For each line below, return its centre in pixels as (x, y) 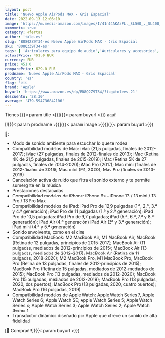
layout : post (18, 10)
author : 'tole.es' (24, 37)
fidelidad (21, 321)
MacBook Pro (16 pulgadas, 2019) (46, 290)
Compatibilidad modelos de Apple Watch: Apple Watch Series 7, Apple (83, 295)
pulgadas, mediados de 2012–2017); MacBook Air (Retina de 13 (76, 253)
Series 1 (20, 310)
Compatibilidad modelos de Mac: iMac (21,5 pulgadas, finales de (78, 149)
